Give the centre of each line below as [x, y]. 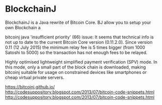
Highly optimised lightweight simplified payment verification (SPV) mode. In [81, 62]
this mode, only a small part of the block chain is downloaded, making [75, 67]
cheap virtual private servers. [35, 77]
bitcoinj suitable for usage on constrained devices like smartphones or [76, 72]
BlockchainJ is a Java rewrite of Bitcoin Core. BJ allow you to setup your [78, 22]
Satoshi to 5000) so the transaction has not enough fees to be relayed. [76, 52]
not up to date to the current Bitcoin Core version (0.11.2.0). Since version [79, 42]
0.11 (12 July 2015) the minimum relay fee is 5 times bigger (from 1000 [75, 47]
